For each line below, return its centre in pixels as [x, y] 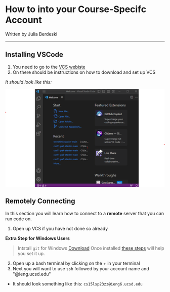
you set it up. [31, 253]
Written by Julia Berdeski [31, 34]
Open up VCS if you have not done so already [60, 228]
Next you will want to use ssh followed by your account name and [81, 268]
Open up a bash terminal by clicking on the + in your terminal [76, 263]
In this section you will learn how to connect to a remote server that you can [85, 213]
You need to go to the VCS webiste [49, 67]
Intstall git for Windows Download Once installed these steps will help [91, 248]
